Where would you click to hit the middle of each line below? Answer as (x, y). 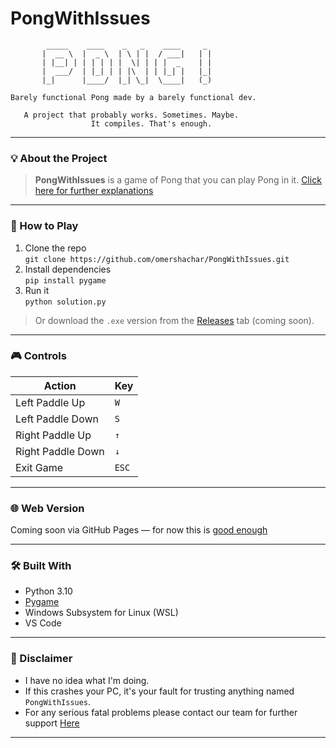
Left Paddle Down (57, 419)
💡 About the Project (59, 158)
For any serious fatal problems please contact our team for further (161, 712)
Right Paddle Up (53, 435)
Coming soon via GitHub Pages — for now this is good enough (139, 530)
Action (60, 385)
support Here (52, 723)
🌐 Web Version (47, 508)
